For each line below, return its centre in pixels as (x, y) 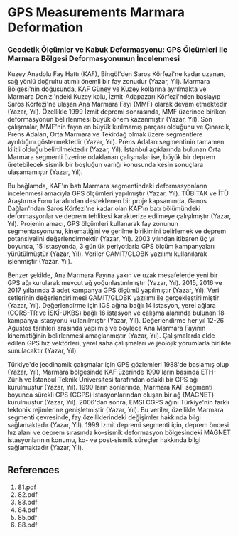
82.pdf (27, 495)
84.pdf (27, 510)
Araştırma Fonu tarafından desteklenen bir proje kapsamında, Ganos (107, 201)
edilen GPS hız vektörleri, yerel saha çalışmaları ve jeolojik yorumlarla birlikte (119, 343)
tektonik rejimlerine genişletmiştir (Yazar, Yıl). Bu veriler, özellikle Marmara (115, 410)
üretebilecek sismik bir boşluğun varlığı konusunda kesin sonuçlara (106, 165)
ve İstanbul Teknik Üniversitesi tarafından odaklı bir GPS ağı (112, 380)
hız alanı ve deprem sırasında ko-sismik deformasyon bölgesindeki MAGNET (119, 433)
